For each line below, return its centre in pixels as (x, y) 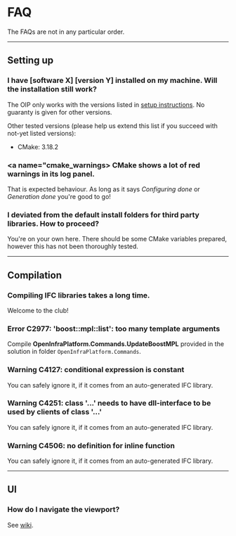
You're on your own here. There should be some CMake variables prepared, (117, 239)
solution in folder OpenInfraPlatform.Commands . (74, 352)
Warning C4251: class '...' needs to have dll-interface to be (109, 403)
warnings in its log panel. (51, 174)
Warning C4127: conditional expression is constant (96, 370)
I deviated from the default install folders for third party (104, 215)
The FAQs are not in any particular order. (66, 32)
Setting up (31, 60)
